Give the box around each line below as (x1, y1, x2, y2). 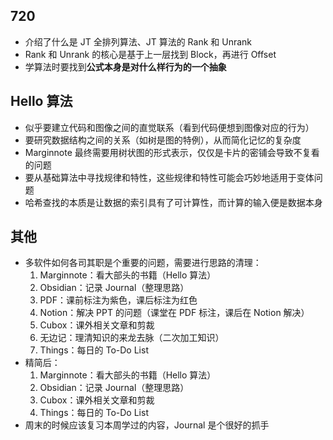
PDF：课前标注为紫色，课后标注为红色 (39, 294, 198, 306)
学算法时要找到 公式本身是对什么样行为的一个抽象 (24, 60, 227, 73)
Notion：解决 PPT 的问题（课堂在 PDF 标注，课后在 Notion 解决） (39, 307, 310, 319)
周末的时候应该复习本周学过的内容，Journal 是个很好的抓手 (24, 419, 270, 431)
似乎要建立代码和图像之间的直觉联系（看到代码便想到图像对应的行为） (24, 121, 315, 133)
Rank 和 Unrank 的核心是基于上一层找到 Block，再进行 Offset (24, 48, 277, 60)
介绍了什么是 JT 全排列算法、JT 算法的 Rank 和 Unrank (24, 35, 253, 48)
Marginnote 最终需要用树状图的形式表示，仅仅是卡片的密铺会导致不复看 (24, 146, 320, 158)
